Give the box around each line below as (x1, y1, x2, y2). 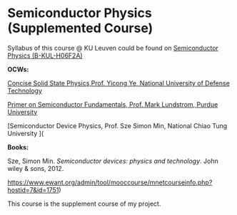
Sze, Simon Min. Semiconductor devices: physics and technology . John (7, 157, 219, 165)
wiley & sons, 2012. (7, 164, 64, 172)
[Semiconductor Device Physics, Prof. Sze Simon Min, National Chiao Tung (7, 121, 228, 130)
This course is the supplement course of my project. (7, 199, 161, 208)
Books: (7, 142, 29, 151)
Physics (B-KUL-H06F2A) (7, 51, 84, 60)
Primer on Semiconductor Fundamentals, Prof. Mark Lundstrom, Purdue (7, 100, 218, 108)
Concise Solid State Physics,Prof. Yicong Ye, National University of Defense (7, 78, 230, 87)
